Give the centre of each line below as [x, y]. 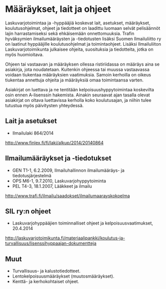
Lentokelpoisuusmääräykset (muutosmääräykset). [63, 276]
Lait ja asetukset [31, 121]
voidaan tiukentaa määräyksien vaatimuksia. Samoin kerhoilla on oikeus [78, 74]
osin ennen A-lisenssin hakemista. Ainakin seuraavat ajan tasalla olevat [78, 95]
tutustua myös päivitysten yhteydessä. [44, 105]
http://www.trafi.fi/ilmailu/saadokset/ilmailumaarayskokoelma [68, 196]
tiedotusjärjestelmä [32, 175]
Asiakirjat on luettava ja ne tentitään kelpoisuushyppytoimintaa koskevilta [80, 89]
